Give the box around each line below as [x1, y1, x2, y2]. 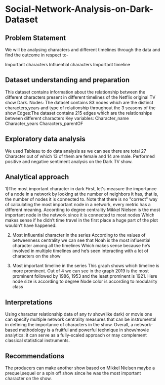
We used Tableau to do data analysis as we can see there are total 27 [5, 148, 147, 154]
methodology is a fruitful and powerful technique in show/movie [19, 327, 149, 333]
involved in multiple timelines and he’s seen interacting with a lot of [12, 248, 149, 254]
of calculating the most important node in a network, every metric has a [5, 202, 151, 208]
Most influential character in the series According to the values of [12, 232, 146, 238]
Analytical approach [5, 173, 69, 181]
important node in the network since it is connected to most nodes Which [5, 212, 155, 218]
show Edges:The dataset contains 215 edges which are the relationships [5, 110, 152, 116]
